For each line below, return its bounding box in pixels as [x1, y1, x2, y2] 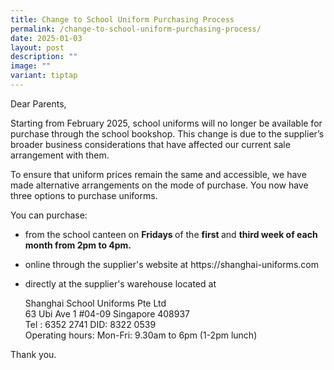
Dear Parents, [10, 97, 67, 110]
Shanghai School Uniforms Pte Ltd [24, 297, 167, 309]
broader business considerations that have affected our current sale [10, 138, 291, 150]
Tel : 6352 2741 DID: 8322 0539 [24, 318, 157, 330]
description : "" [10, 52, 78, 62]
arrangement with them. [10, 149, 110, 161]
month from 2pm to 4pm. [24, 239, 132, 251]
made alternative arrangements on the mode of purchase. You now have [10, 179, 309, 191]
